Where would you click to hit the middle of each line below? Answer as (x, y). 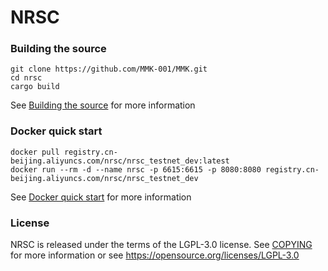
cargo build (35, 87)
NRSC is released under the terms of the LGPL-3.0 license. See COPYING (161, 245)
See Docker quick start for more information (101, 197)
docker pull (35, 152)
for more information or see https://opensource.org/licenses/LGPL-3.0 (155, 255)
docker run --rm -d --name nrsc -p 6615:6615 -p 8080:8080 (136, 169)
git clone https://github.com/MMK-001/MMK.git (109, 69)
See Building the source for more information (103, 105)
